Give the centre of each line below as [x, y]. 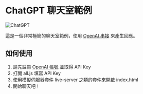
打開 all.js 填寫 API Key [37, 73]
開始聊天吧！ [26, 86]
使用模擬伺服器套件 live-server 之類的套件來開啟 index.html [75, 80]
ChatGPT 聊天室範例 [49, 11]
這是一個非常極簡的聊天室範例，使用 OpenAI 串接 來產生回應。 [71, 35]
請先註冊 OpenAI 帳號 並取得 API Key [52, 67]
